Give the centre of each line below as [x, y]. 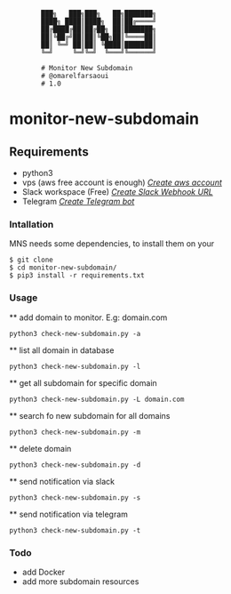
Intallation [32, 224]
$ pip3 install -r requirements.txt [77, 276]
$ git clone [31, 260]
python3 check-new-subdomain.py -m [75, 432]
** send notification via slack [62, 481]
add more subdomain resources [80, 581]
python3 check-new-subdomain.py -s [75, 498]
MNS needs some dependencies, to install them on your [112, 244]
